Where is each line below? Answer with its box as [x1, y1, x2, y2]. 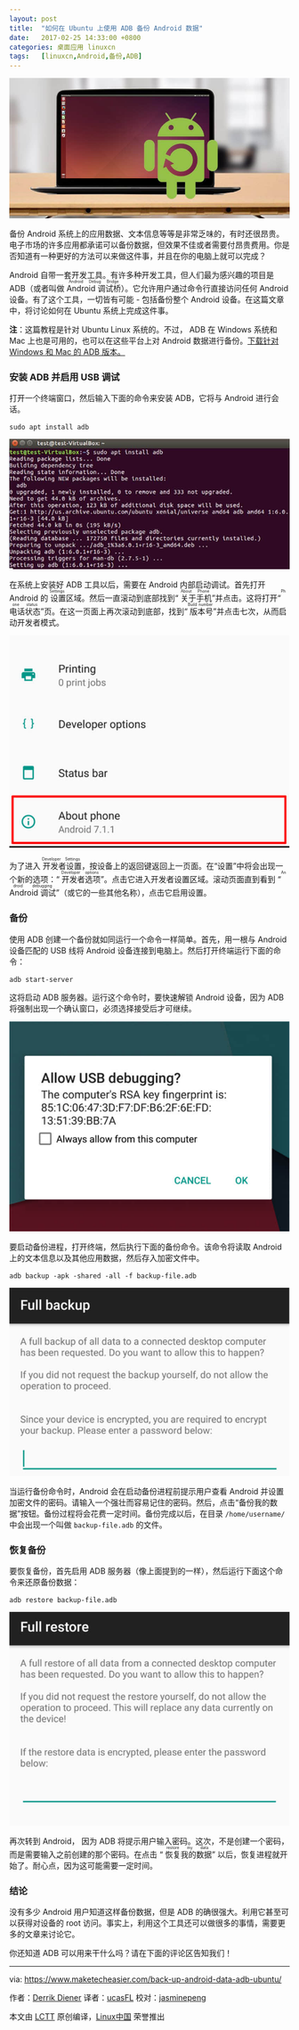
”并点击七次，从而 [213, 606, 279, 617]
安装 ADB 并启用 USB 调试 [9, 371, 120, 383]
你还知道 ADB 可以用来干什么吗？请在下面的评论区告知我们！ [9, 1948, 233, 1958]
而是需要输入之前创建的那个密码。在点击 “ [9, 1849, 164, 1860]
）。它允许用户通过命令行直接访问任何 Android [120, 283, 289, 294]
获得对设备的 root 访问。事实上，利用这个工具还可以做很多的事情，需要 [16, 1918, 279, 1928]
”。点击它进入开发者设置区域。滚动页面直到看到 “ [101, 874, 282, 885]
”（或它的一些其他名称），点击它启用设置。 [55, 888, 212, 898]
